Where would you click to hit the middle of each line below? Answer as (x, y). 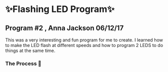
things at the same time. (30, 50)
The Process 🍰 (23, 63)
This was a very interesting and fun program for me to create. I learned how (84, 40)
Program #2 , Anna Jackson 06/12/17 (65, 28)
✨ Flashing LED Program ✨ (60, 9)
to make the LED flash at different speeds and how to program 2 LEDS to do (84, 45)
